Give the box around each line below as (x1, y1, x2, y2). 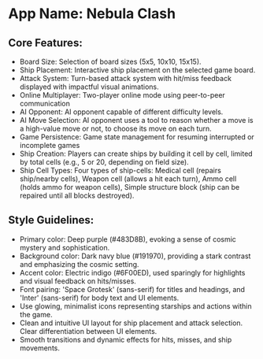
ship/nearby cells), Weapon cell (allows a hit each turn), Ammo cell (19, 174, 237, 183)
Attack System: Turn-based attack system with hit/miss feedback (19, 74, 232, 83)
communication (19, 99, 71, 108)
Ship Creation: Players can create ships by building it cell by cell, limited (19, 149, 254, 158)
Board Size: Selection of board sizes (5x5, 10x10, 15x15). (19, 57, 202, 66)
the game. (19, 309, 53, 319)
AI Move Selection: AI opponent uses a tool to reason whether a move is (19, 116, 254, 124)
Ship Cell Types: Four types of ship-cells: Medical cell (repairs (19, 166, 222, 175)
